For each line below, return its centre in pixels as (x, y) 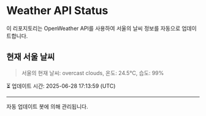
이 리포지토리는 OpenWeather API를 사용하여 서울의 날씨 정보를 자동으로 (93, 28)
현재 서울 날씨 (31, 57)
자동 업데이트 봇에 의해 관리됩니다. (47, 106)
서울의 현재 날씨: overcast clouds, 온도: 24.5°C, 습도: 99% (93, 73)
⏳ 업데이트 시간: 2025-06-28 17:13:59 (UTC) (61, 85)
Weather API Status (57, 11)
